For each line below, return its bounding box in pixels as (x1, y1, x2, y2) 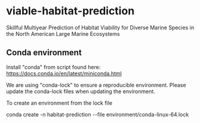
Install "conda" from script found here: (6, 63, 101, 70)
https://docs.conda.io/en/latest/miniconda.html (6, 70, 122, 77)
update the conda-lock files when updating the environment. (6, 88, 155, 95)
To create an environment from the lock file (6, 99, 112, 106)
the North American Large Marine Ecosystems (6, 30, 121, 37)
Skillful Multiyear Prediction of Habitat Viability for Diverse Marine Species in (6, 24, 195, 31)
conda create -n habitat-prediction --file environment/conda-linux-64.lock (6, 110, 189, 118)
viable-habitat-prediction (6, 4, 135, 18)
